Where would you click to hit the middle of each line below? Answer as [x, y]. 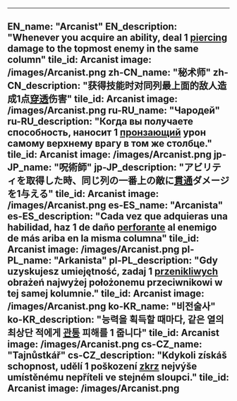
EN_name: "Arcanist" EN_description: [92, 26]
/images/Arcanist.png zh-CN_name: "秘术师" [109, 72]
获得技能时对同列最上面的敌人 [153, 86]
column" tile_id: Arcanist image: [79, 60]
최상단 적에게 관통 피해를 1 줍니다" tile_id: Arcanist [114, 333]
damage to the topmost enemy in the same [103, 49]
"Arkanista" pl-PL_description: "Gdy [136, 261]
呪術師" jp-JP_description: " [122, 168]
